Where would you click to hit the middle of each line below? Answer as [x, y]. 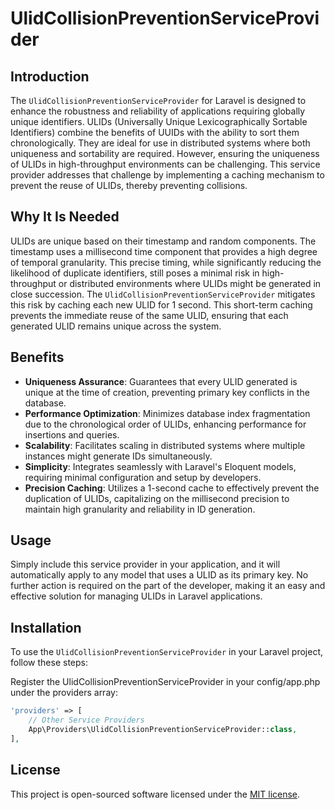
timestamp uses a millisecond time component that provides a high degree [164, 251]
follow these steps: [49, 663]
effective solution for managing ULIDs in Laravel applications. [136, 596]
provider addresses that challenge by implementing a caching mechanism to [167, 175]
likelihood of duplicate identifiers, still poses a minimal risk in [135, 273]
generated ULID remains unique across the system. [116, 326]
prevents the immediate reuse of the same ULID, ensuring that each [149, 315]
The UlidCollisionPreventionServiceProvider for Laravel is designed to [158, 100]
